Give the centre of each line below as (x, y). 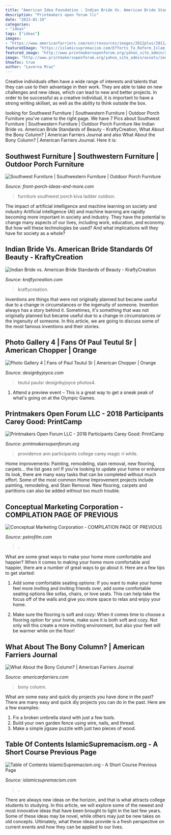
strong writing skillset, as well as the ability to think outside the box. (76, 103)
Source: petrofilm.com (29, 537)
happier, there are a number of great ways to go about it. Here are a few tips (85, 568)
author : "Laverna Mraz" (31, 67)
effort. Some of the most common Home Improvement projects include (79, 480)
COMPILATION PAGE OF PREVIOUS (62, 515)
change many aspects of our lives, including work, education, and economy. (85, 222)
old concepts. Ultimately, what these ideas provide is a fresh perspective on (85, 821)
